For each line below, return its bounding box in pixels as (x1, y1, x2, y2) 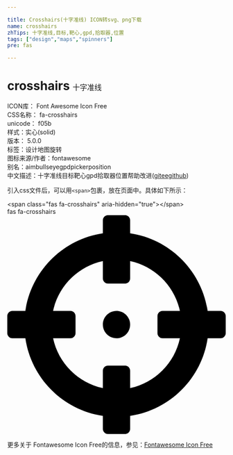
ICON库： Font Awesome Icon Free (7, 102, 107, 110)
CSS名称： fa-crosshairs (7, 110, 78, 119)
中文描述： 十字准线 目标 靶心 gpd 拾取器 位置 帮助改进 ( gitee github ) (7, 172, 189, 180)
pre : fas (7, 42, 33, 49)
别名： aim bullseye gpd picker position (7, 163, 112, 171)
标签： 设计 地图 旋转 (7, 145, 62, 154)
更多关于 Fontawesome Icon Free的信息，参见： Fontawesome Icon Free (7, 440, 213, 449)
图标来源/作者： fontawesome (7, 154, 92, 163)
